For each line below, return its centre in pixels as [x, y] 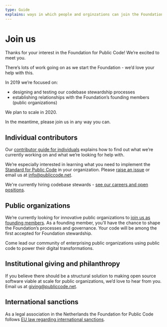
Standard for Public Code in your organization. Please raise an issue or [78, 170]
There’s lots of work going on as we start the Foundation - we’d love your [80, 68]
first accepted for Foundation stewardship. [49, 234]
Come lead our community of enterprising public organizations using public [83, 243]
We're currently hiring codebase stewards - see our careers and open [77, 185]
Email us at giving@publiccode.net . [41, 286]
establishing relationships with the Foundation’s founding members [81, 97]
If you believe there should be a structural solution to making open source [81, 276]
